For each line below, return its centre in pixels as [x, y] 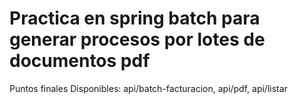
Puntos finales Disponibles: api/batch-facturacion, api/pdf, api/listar [148, 88]
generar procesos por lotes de [137, 39]
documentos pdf [80, 61]
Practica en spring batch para [135, 18]
